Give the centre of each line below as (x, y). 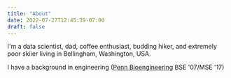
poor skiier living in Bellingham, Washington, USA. (79, 54)
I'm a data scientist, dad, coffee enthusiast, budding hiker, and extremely (112, 47)
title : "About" (29, 14)
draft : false (26, 26)
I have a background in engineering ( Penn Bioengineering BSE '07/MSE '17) (116, 68)
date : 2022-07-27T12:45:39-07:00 (56, 20)
